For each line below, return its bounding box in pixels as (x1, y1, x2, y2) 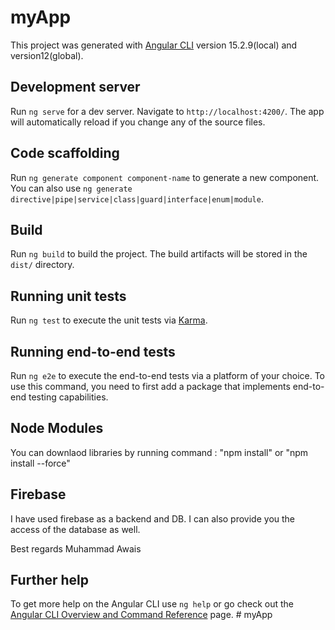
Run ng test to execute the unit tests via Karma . (10, 314, 208, 326)
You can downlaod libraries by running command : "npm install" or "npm (10, 446, 309, 458)
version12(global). (10, 49, 84, 61)
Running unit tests (10, 287, 127, 305)
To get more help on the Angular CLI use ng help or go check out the (10, 598, 294, 610)
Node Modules (10, 420, 104, 437)
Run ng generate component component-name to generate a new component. (10, 171, 320, 183)
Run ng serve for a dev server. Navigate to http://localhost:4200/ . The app (10, 105, 325, 117)
